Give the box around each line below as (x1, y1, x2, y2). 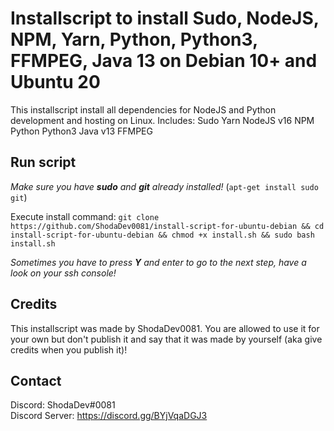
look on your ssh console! (10, 267, 117, 279)
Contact (10, 372, 62, 389)
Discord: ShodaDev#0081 (10, 399, 116, 411)
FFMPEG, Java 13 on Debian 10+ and (10, 50, 318, 72)
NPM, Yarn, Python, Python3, (10, 28, 258, 51)
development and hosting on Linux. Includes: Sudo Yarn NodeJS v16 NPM (10, 114, 315, 126)
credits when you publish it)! (10, 343, 128, 356)
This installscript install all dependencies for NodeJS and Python (10, 103, 277, 116)
